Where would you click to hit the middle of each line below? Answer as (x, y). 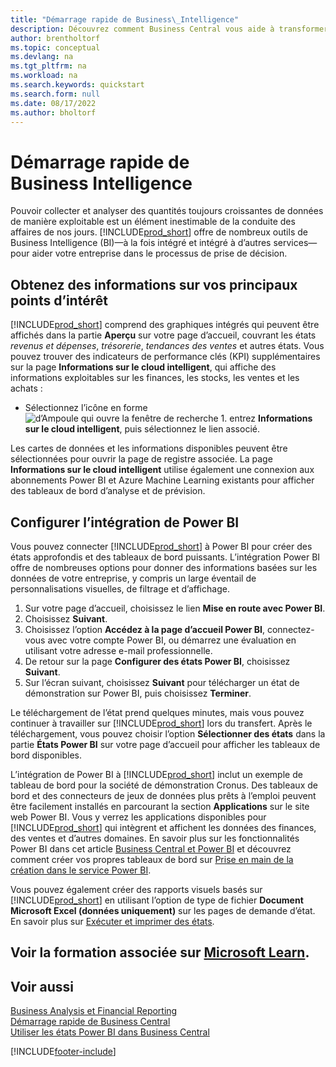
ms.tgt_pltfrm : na (48, 66)
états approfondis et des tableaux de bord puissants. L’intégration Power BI (165, 557)
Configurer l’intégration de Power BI (125, 522)
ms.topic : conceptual (55, 47)
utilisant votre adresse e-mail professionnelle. (118, 650)
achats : (26, 388)
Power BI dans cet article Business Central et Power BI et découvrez (151, 848)
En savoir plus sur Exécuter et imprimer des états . (112, 921)
